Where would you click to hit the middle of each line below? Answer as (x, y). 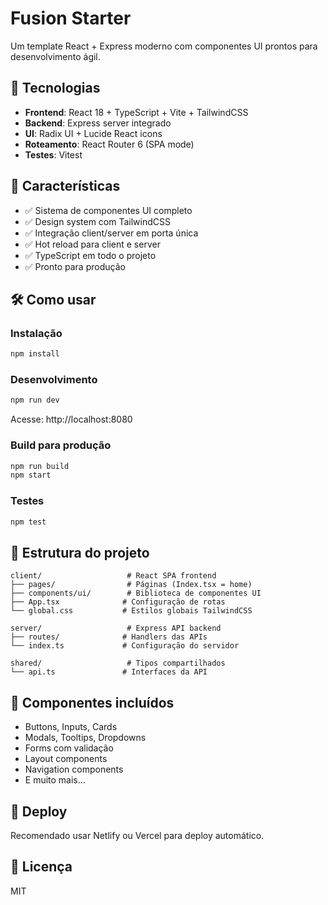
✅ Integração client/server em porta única (111, 233)
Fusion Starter (71, 18)
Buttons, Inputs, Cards (71, 727)
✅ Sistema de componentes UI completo (108, 210)
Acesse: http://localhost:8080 (71, 419)
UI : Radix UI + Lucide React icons (93, 133)
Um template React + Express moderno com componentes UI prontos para (164, 46)
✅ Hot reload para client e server (92, 244)
